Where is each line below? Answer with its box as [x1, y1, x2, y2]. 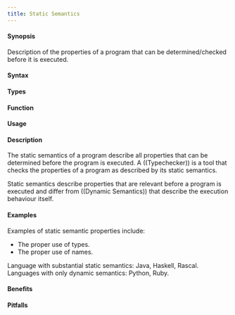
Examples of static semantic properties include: [7, 226, 146, 235]
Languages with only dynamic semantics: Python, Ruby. [7, 269, 170, 277]
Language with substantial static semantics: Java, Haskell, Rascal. [7, 261, 199, 269]
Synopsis [7, 32, 36, 41]
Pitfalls [7, 300, 28, 309]
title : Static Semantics [7, 10, 80, 18]
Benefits [7, 285, 33, 293]
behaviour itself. [7, 195, 54, 203]
